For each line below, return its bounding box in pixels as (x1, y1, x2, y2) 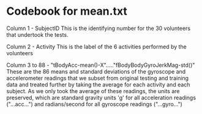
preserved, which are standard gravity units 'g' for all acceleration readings (6, 94, 196, 101)
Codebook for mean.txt (6, 4, 127, 18)
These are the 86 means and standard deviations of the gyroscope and (6, 67, 186, 75)
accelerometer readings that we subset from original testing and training (6, 74, 189, 82)
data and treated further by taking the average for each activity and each (6, 81, 190, 88)
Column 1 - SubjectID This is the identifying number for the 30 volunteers (6, 25, 191, 32)
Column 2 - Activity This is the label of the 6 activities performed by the (6, 43, 187, 50)
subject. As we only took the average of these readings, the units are (6, 87, 180, 94)
